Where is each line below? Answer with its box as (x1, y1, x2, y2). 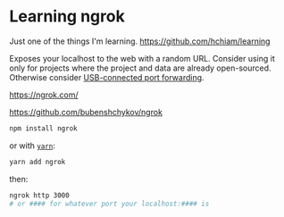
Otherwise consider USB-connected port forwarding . (9, 71, 205, 82)
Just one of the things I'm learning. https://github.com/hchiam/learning (9, 36, 271, 46)
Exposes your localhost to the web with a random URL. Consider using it (9, 53, 275, 63)
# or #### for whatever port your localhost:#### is (9, 199, 210, 208)
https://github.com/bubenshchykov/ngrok (9, 106, 163, 117)
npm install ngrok (9, 123, 78, 133)
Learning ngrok (9, 6, 125, 27)
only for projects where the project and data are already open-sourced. (9, 63, 271, 73)
